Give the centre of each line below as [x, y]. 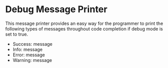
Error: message [29, 55]
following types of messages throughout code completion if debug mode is [84, 28]
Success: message [32, 44]
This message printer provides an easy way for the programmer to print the [84, 23]
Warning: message [32, 60]
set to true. [17, 34]
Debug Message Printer [57, 9]
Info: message [27, 49]
